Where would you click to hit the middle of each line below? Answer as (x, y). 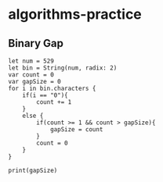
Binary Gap (36, 43)
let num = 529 (31, 61)
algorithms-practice (75, 14)
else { (33, 116)
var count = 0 (31, 75)
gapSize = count (76, 130)
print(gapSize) (33, 170)
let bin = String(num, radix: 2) (63, 68)
